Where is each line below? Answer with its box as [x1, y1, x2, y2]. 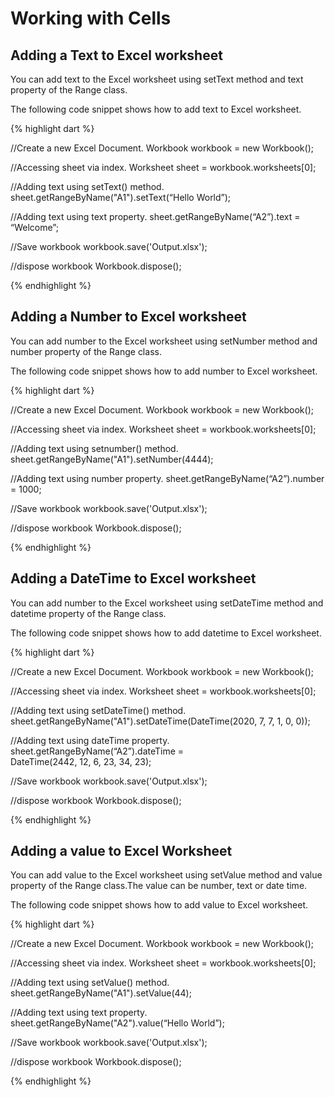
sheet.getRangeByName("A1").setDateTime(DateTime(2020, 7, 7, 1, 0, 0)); [10, 715, 311, 727]
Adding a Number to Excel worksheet [10, 308, 247, 326]
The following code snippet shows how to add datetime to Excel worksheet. [10, 627, 322, 639]
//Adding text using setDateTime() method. [10, 704, 187, 716]
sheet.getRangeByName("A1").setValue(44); [10, 987, 192, 999]
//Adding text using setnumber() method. [10, 442, 179, 454]
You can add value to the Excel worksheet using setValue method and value [10, 869, 323, 881]
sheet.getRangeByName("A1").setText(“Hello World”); [10, 192, 232, 203]
